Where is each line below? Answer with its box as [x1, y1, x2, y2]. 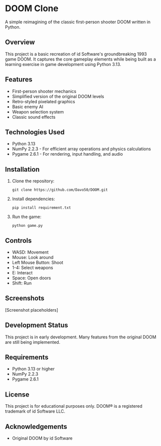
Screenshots [5, 294, 45, 303]
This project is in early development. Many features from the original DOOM [5, 334, 157, 340]
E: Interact [12, 270, 33, 275]
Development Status [5, 321, 68, 330]
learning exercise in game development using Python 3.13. [5, 61, 121, 67]
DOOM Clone [5, 3, 59, 14]
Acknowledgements [5, 422, 67, 430]
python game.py [12, 223, 43, 228]
